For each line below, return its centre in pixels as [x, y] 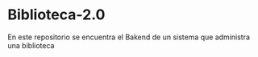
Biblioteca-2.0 [56, 15]
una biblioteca [31, 45]
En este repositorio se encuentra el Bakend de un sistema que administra [129, 37]
